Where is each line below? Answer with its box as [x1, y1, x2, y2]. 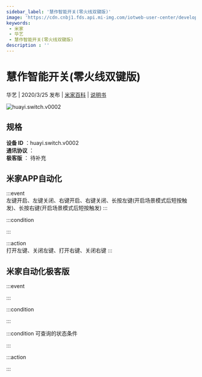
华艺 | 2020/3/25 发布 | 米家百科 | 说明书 [6, 91, 106, 98]
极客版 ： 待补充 [6, 154, 46, 161]
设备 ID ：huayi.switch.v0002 [6, 139, 79, 146]
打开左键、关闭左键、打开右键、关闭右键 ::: [6, 247, 113, 254]
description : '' [6, 43, 50, 49]
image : [6, 14, 23, 20]
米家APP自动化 [6, 174, 62, 184]
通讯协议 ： [6, 147, 34, 154]
